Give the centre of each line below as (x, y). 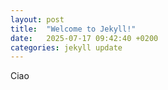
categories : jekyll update (66, 47)
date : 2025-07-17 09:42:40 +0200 (84, 38)
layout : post (37, 19)
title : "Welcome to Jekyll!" (73, 29)
